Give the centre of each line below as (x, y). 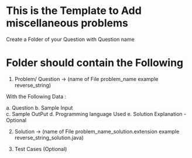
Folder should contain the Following (95, 63)
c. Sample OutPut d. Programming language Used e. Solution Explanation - (96, 114)
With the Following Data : (36, 96)
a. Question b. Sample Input (40, 108)
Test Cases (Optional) (41, 149)
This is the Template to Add (74, 11)
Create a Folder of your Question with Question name (70, 39)
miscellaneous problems (67, 23)
